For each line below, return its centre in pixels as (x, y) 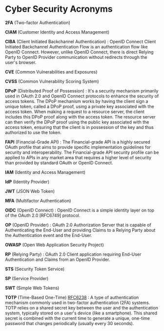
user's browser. (21, 62)
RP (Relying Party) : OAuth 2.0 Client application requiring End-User (73, 254)
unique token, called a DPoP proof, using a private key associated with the (80, 106)
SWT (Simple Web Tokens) (32, 288)
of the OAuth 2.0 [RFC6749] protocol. (43, 215)
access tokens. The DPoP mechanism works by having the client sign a (77, 101)
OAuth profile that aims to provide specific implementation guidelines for (78, 147)
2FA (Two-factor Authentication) (38, 23)
